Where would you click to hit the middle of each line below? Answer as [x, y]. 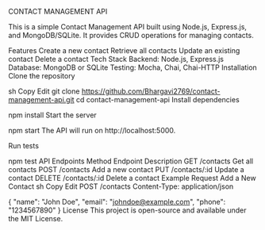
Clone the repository [42, 76]
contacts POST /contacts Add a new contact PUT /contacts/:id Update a [126, 169]
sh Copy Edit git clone [44, 91]
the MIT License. [36, 218]
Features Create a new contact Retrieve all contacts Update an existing [124, 50]
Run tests [24, 146]
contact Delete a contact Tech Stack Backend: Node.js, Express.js [116, 59]
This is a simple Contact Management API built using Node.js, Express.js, [128, 27]
